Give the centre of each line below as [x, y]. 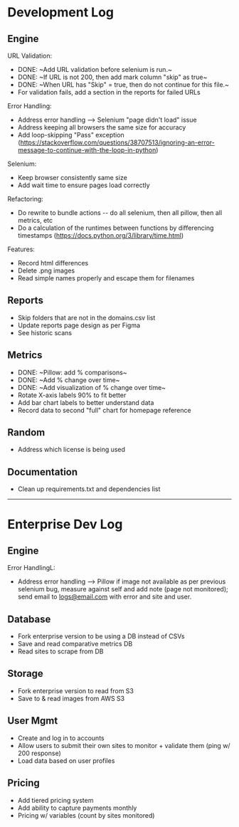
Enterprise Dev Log [65, 525]
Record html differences [53, 263]
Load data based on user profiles [66, 760]
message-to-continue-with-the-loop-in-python [87, 150]
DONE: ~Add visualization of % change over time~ [91, 387]
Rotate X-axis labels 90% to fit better [72, 395]
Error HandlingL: [31, 568]
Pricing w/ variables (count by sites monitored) [86, 815]
